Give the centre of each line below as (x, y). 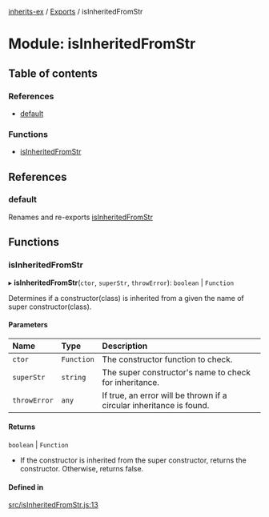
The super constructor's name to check (176, 372)
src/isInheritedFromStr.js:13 (53, 505)
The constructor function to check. (167, 359)
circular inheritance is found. (156, 405)
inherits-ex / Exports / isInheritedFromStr (76, 12)
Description (125, 346)
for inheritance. (131, 382)
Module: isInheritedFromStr (102, 44)
